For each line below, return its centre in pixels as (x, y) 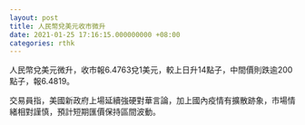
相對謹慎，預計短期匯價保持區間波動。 (89, 112)
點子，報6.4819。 (42, 82)
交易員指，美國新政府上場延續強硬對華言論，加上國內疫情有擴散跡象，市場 (148, 101)
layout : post (34, 18)
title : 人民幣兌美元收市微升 (58, 26)
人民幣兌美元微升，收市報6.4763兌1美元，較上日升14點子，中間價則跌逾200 (151, 70)
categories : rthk (42, 43)
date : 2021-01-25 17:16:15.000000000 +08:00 (95, 34)
